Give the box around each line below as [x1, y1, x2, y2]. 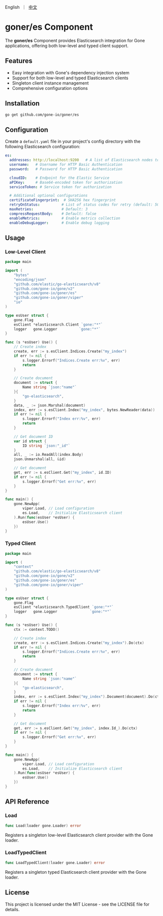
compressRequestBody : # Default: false [9, 211, 97, 216]
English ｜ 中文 [5, 4, 37, 10]
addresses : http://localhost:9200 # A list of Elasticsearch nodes [9, 157, 153, 163]
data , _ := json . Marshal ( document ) [14, 403, 86, 408]
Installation [5, 99, 40, 108]
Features [5, 57, 33, 65]
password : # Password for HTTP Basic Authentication [9, 167, 123, 172]
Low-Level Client [5, 248, 46, 255]
